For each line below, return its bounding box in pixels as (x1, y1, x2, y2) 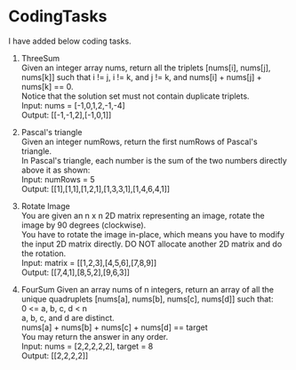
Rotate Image (20, 200, 70, 211)
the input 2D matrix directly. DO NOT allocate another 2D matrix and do (20, 238, 283, 249)
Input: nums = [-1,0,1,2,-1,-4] (20, 100, 125, 110)
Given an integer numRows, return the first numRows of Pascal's (20, 136, 259, 147)
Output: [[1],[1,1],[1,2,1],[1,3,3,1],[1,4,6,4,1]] (20, 183, 171, 194)
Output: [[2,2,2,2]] (20, 350, 89, 361)
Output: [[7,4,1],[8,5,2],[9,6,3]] (20, 267, 131, 277)
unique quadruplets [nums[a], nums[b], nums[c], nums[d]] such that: (20, 294, 274, 304)
